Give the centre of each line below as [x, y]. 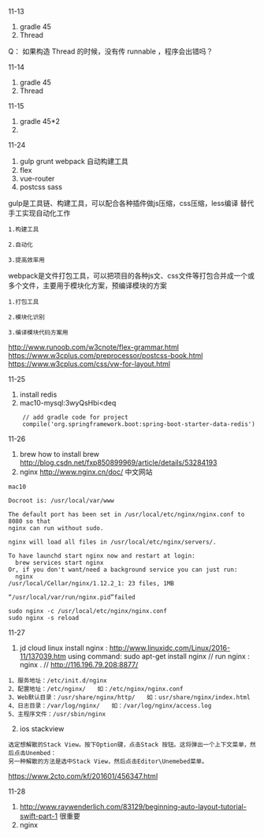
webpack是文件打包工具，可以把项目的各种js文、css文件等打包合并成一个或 [131, 276]
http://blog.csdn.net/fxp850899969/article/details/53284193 [118, 462]
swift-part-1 [38, 816]
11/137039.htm [43, 656]
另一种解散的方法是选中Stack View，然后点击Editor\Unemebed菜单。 [108, 761]
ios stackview [42, 729]
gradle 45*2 [40, 121]
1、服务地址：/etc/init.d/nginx [58, 681]
